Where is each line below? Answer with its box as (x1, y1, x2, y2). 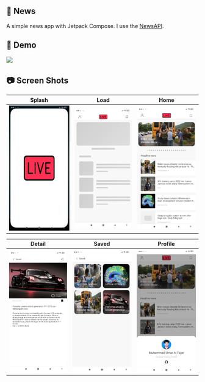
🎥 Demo (6, 40, 37, 51)
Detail (30, 240, 46, 248)
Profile (157, 240, 175, 248)
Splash (30, 96, 49, 104)
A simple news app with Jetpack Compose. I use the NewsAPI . (6, 22, 164, 29)
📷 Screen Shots (6, 76, 69, 86)
